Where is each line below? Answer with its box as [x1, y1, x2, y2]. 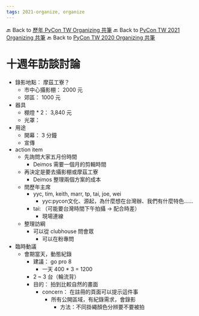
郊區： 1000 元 [24, 93, 61, 100]
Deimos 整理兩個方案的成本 [33, 176, 101, 183]
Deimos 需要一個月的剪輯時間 [33, 160, 107, 168]
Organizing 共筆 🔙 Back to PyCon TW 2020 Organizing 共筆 [6, 34, 156, 41]
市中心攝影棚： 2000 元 [24, 86, 83, 93]
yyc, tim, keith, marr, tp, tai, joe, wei [33, 190, 122, 197]
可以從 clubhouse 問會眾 [33, 228, 95, 235]
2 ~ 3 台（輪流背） [33, 273, 80, 280]
